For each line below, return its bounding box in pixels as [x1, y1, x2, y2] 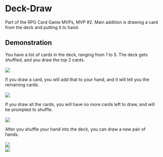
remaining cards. [5, 81, 39, 87]
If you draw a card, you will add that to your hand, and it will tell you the [5, 77, 150, 82]
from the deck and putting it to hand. [5, 24, 80, 30]
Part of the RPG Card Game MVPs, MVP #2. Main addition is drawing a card [5, 19, 158, 25]
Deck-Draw [5, 3, 53, 14]
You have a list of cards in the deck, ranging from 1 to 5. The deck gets [5, 52, 148, 57]
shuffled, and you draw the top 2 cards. [5, 57, 85, 63]
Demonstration [5, 39, 53, 47]
